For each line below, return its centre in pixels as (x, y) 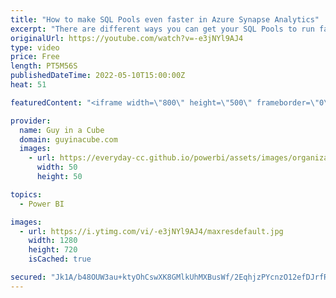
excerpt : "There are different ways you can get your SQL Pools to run (162, 29)
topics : (26, 194)
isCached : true (60, 259)
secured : (28, 277)
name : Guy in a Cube (62, 130)
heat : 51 (28, 85)
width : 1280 (53, 241)
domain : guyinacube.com (68, 139)
